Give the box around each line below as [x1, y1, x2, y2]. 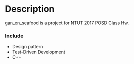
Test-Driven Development [12, 49, 66, 55]
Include [5, 32, 24, 39]
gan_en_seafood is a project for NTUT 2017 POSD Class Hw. [5, 20, 129, 26]
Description [5, 3, 55, 15]
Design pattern [12, 44, 43, 50]
